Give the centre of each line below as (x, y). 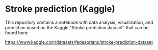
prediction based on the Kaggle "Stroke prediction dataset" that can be (77, 27)
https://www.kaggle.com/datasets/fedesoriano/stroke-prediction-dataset (79, 42)
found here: (17, 33)
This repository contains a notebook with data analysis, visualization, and (79, 22)
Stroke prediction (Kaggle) (60, 9)
